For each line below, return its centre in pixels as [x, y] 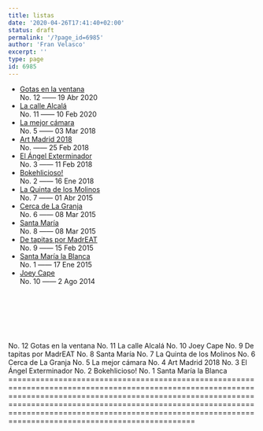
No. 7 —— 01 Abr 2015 [56, 197]
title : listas [31, 15]
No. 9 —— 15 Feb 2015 [56, 248]
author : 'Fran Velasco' [47, 45]
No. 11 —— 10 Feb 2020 [58, 114]
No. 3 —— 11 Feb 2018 [56, 164]
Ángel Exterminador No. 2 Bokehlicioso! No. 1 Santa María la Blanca [118, 370]
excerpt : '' [28, 52]
